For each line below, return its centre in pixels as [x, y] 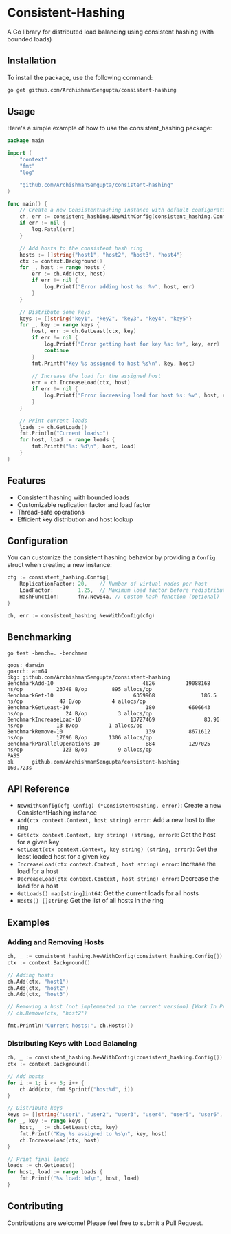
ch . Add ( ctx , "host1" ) [38, 982]
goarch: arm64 [27, 671]
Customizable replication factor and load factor [84, 504]
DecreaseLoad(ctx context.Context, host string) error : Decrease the [118, 879]
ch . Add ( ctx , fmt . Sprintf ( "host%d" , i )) [77, 1089]
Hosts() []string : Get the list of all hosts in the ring [90, 901]
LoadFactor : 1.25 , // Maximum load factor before [104, 590]
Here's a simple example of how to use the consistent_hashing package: [110, 128]
